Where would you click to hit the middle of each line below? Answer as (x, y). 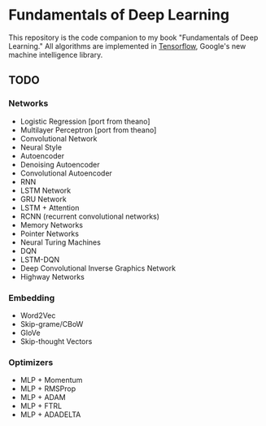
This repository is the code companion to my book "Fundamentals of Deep (133, 37)
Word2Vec (38, 315)
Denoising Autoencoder (60, 164)
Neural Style (41, 147)
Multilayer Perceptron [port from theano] (88, 130)
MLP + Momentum (51, 380)
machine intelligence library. (56, 54)
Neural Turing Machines (61, 242)
